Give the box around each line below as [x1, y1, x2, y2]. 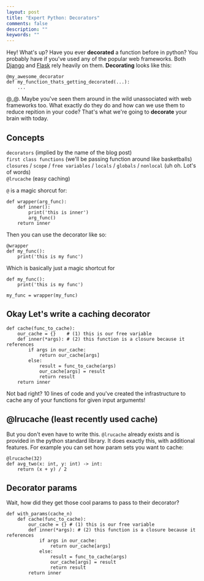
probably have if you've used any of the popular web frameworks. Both [6, 55, 186, 63]
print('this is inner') [28, 209, 89, 216]
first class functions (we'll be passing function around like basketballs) [6, 155, 192, 163]
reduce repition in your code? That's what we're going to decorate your [6, 108, 187, 115]
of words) [6, 168, 31, 176]
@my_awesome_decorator [6, 74, 64, 80]
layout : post [6, 9, 40, 15]
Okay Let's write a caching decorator [6, 309, 151, 319]
